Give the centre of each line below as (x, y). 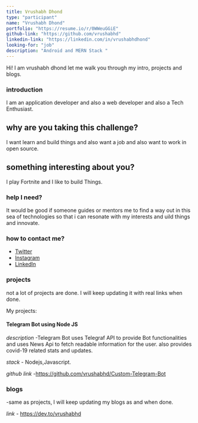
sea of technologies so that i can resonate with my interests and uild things (98, 217)
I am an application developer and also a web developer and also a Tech (95, 103)
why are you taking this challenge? (72, 128)
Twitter (24, 251)
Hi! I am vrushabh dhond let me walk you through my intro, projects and (94, 68)
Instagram (27, 258)
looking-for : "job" (30, 45)
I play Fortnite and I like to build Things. (54, 182)
